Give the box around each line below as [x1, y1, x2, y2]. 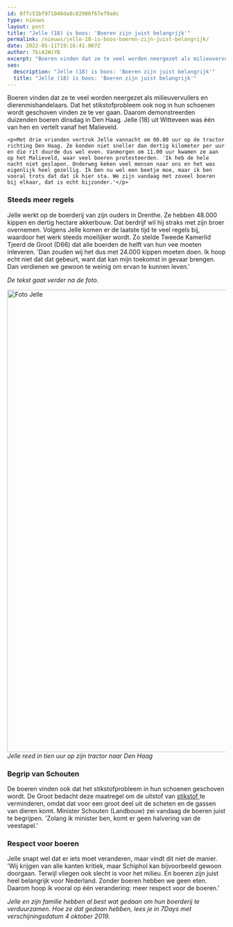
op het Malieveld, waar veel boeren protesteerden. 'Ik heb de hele [7, 155, 209, 162]
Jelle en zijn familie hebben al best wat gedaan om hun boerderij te [7, 897, 200, 906]
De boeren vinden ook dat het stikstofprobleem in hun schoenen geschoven [7, 784, 225, 792]
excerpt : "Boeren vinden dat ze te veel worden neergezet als [7, 55, 191, 62]
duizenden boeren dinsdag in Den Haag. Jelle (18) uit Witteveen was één [7, 116, 215, 124]
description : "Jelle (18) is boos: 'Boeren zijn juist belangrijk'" [13, 68, 216, 75]
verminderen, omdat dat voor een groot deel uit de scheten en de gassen [7, 799, 216, 808]
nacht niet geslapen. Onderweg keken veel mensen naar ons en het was [7, 161, 216, 168]
